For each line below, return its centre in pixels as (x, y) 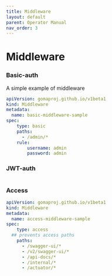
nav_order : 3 (22, 28)
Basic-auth (22, 75)
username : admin (47, 148)
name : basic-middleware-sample (50, 115)
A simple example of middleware (45, 88)
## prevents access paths (43, 235)
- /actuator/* (39, 268)
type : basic (31, 126)
